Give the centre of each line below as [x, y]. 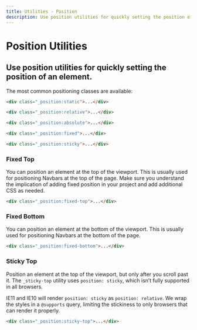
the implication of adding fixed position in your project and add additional [94, 184]
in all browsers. [24, 287]
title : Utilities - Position [42, 11]
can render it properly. [33, 310]
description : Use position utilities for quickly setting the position [95, 17]
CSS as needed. [26, 191]
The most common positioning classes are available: [69, 91]
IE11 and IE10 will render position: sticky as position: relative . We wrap [96, 298]
